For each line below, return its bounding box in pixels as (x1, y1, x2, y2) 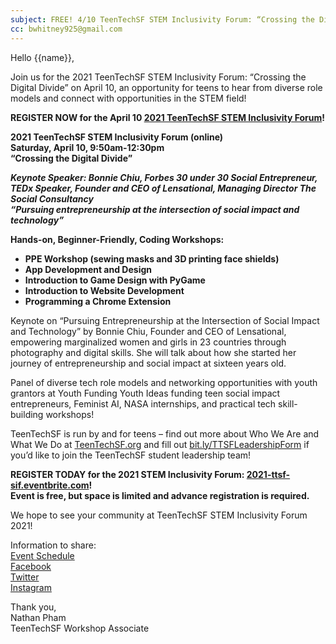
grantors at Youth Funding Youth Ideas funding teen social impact (10, 387, 281, 399)
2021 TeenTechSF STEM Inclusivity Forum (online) (10, 131, 224, 143)
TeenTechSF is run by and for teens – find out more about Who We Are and (10, 427, 320, 440)
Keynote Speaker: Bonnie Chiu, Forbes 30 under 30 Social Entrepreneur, (10, 171, 318, 183)
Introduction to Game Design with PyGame (24, 274, 206, 286)
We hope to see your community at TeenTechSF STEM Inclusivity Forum (10, 509, 308, 521)
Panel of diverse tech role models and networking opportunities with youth (10, 376, 318, 388)
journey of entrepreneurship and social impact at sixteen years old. (10, 357, 287, 369)
